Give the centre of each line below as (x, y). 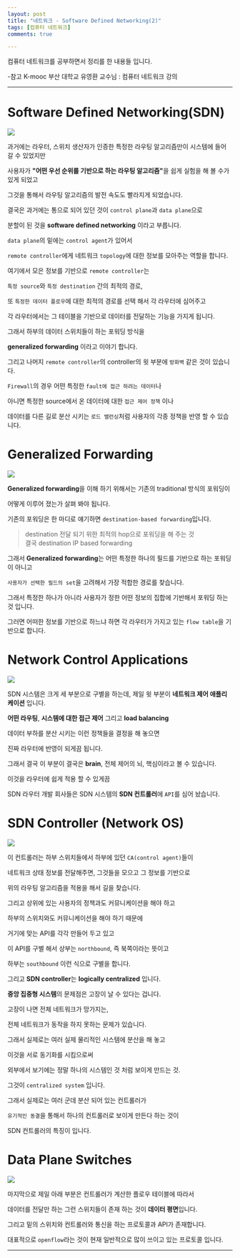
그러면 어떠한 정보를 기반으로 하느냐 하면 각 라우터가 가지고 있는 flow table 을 (116, 621)
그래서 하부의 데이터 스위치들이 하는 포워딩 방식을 (76, 331)
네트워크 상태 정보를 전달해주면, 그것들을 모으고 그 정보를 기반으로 (99, 873)
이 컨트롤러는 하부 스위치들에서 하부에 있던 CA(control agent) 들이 (100, 857)
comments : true (30, 34)
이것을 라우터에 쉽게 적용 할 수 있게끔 (59, 779)
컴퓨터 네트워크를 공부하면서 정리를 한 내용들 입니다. (80, 61)
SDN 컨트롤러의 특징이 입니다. (49, 1130)
